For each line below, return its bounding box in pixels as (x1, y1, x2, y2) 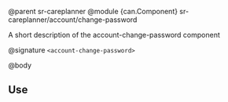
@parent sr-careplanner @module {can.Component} (8, 7, 178, 16)
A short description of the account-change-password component (8, 31, 220, 39)
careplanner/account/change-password (8, 15, 138, 24)
